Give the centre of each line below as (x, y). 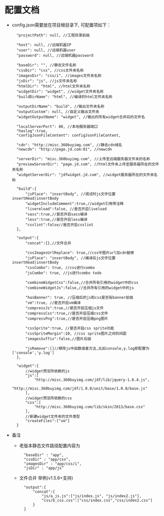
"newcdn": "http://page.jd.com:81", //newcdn (64, 149)
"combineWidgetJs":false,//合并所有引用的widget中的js (80, 288)
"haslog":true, (32, 131)
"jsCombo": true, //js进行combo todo (63, 273)
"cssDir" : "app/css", (47, 459)
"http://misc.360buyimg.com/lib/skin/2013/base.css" (90, 407)
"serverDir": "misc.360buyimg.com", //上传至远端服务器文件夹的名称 (83, 159)
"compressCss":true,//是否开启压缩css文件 (67, 313)
